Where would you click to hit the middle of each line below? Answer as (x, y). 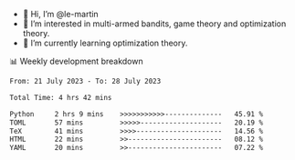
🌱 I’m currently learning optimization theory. (105, 43)
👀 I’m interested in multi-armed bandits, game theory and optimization (154, 24)
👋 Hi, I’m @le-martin (60, 14)
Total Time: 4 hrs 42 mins (61, 97)
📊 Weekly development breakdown (76, 61)
